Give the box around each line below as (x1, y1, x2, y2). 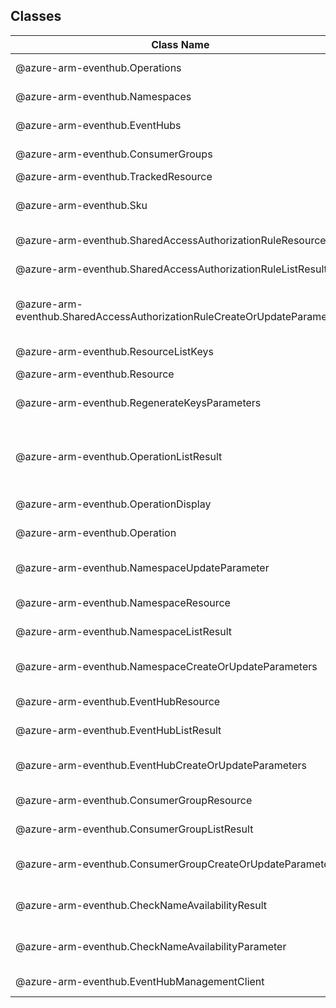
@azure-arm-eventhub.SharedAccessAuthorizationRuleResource (15, 233, 327, 247)
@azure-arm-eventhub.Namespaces (15, 89, 192, 103)
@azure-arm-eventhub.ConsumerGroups (15, 147, 213, 161)
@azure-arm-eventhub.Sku (15, 198, 148, 212)
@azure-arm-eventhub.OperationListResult (15, 449, 223, 463)
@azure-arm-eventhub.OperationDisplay (15, 497, 212, 511)
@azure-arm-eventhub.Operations (15, 60, 182, 74)
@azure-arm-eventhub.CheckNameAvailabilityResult (15, 898, 268, 912)
